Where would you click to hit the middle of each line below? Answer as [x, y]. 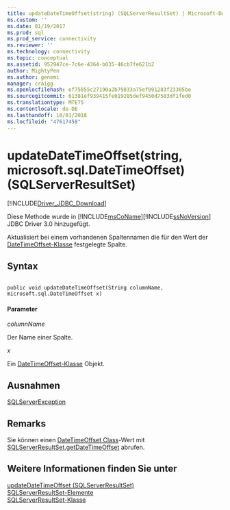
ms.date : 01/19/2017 [37, 26]
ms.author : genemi [33, 77]
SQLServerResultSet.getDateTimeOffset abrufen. [76, 447]
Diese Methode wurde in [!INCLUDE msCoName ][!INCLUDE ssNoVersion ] [109, 217]
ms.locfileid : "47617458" [44, 122]
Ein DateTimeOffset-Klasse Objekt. [56, 364]
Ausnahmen [34, 385]
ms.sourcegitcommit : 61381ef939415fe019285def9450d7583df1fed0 [99, 97]
